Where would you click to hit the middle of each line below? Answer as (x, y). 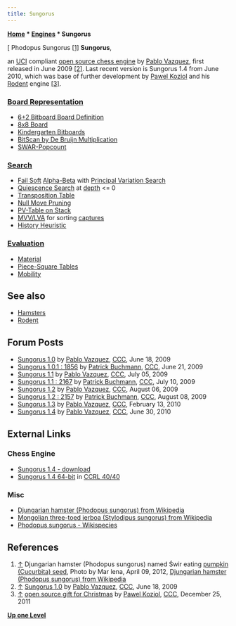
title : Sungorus (31, 14)
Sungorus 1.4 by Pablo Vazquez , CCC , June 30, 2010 (94, 411)
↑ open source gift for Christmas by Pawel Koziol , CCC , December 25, (119, 594)
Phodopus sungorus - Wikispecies (67, 525)
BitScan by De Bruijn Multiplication (67, 139)
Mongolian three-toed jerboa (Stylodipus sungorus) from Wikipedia (115, 518)
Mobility (29, 274)
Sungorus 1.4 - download (54, 469)
